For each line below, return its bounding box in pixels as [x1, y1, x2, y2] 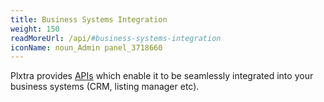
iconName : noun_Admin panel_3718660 [10, 42, 163, 53]
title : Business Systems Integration [10, 14, 168, 25]
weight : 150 [10, 24, 60, 34]
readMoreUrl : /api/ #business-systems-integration [10, 33, 222, 43]
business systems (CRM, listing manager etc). [10, 81, 200, 93]
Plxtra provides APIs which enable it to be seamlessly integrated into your [10, 70, 314, 82]
